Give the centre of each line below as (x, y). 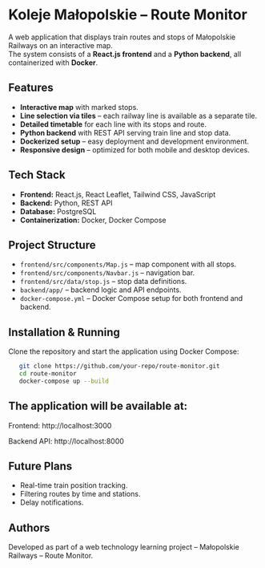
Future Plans (40, 467)
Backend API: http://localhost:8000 (66, 441)
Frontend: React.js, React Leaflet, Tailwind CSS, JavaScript (118, 194)
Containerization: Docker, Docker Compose (93, 220)
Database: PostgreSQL (58, 211)
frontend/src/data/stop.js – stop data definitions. (103, 282)
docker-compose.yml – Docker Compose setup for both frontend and (131, 298)
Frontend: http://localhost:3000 (60, 425)
